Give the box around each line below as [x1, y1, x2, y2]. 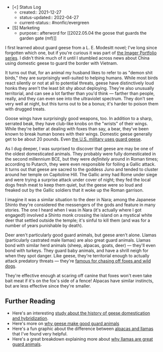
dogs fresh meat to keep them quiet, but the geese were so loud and [5, 182, 143, 187]
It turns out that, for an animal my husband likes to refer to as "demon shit [5, 70, 153, 75]
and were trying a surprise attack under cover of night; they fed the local [5, 177, 151, 183]
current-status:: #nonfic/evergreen [19, 20, 90, 25]
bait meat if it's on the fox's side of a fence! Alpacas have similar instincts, [5, 278, 154, 284]
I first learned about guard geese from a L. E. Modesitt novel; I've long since [5, 45, 157, 50]
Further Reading [5, 297, 55, 306]
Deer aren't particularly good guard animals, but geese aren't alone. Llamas [5, 232, 157, 238]
